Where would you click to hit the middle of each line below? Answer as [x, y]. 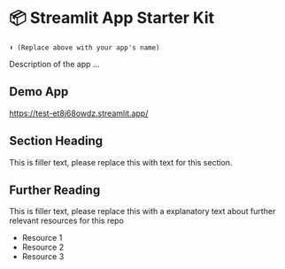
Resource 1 [42, 238]
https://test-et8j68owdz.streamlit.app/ [79, 113]
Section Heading [56, 141]
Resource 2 [43, 247]
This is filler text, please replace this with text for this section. [121, 162]
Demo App [39, 92]
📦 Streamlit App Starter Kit [112, 18]
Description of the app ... [54, 64]
